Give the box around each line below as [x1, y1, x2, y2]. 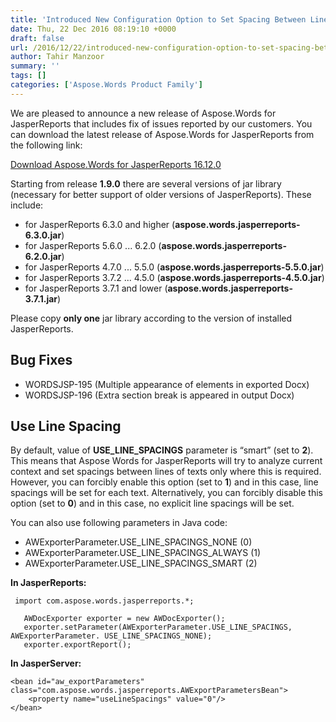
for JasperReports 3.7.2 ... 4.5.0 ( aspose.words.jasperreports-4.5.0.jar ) [24, 271, 325, 283]
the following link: [10, 139, 83, 151]
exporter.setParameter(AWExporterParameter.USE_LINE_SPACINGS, [23, 622, 293, 633]
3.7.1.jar [24, 292, 58, 305]
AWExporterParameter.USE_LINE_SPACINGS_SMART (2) [24, 557, 258, 570]
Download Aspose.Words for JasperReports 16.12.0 [10, 158, 222, 170]
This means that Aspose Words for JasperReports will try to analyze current [10, 455, 323, 467]
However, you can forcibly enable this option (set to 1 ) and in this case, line [10, 476, 319, 488]
